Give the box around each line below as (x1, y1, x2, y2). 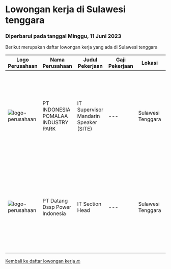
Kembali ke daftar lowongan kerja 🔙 (5, 258, 80, 264)
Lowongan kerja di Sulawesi (5, 4, 126, 15)
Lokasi (141, 60, 158, 67)
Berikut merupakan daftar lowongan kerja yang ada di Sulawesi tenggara (5, 44, 158, 50)
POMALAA (42, 113, 68, 120)
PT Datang (42, 197, 68, 204)
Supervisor (77, 106, 104, 113)
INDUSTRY (42, 119, 69, 126)
